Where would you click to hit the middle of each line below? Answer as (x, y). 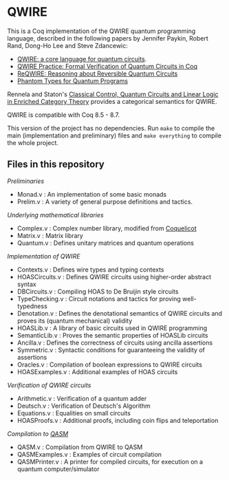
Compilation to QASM (38, 433)
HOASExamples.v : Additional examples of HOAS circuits (97, 371)
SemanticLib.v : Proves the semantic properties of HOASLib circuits (112, 335)
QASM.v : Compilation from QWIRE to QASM (80, 447)
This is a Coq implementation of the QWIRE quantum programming (101, 31)
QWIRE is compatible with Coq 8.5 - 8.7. (64, 115)
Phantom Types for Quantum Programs (73, 80)
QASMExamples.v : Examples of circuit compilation (89, 454)
